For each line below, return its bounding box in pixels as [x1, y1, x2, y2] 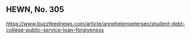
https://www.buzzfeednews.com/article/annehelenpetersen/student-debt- [6, 20, 185, 27]
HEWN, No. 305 [6, 5, 64, 15]
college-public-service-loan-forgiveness [6, 26, 104, 33]
